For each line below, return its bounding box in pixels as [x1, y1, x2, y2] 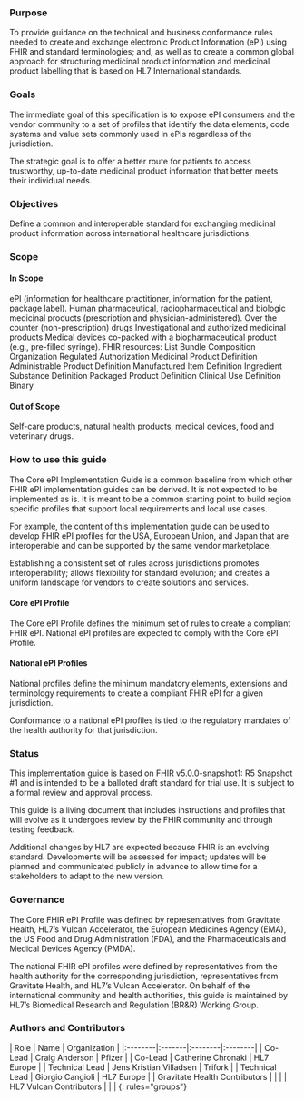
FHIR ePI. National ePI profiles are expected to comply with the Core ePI [9, 627, 279, 638]
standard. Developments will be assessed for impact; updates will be [9, 851, 267, 862]
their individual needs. [9, 174, 93, 185]
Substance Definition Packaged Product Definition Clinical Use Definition [9, 371, 281, 382]
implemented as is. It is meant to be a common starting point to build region [9, 493, 292, 504]
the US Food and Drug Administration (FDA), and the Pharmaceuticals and [9, 933, 287, 944]
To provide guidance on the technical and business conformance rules [9, 27, 274, 38]
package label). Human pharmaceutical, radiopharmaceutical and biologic [9, 303, 286, 314]
